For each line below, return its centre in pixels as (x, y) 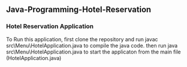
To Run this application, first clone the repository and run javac (82, 39)
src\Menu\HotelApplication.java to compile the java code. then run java (92, 45)
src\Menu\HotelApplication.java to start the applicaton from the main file (93, 52)
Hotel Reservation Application (50, 26)
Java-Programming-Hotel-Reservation (79, 10)
